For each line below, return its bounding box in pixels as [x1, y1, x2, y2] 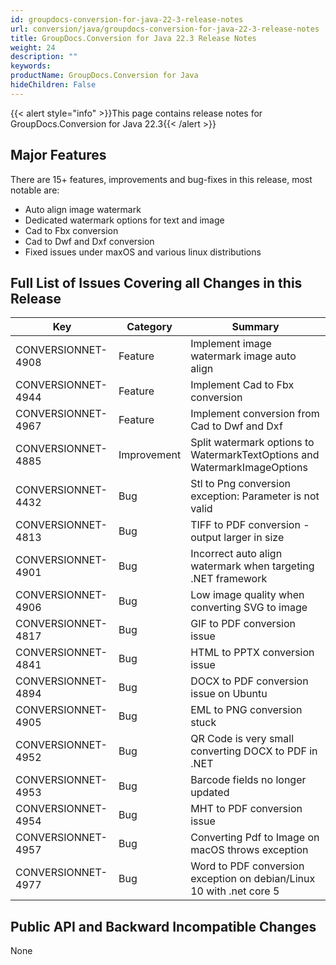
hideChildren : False [10, 80, 97, 90]
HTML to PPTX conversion [190, 646, 315, 660]
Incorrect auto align [190, 547, 283, 561]
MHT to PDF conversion [190, 802, 303, 816]
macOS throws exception [190, 843, 309, 857]
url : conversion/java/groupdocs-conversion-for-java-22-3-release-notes [10, 24, 320, 34]
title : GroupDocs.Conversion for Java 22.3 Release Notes [10, 33, 257, 43]
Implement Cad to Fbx [190, 378, 295, 392]
